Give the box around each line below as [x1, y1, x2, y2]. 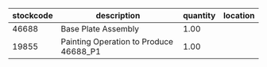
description [95, 10, 141, 20]
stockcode [12, 10, 53, 20]
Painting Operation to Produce [60, 36, 173, 47]
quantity [182, 10, 216, 20]
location [223, 10, 255, 20]
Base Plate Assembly [60, 24, 139, 34]
